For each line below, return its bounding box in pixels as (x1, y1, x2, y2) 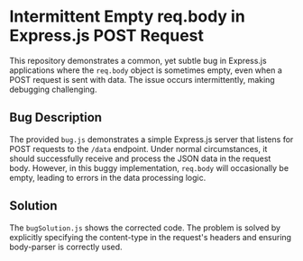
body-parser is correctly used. (9, 241, 124, 252)
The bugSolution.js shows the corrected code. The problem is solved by (9, 222, 281, 233)
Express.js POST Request (9, 25, 205, 46)
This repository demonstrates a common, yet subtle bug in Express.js (9, 55, 268, 66)
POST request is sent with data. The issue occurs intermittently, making (9, 74, 275, 85)
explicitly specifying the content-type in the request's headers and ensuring (9, 231, 291, 242)
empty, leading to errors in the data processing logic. (9, 172, 207, 183)
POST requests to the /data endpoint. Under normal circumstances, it (9, 143, 268, 154)
